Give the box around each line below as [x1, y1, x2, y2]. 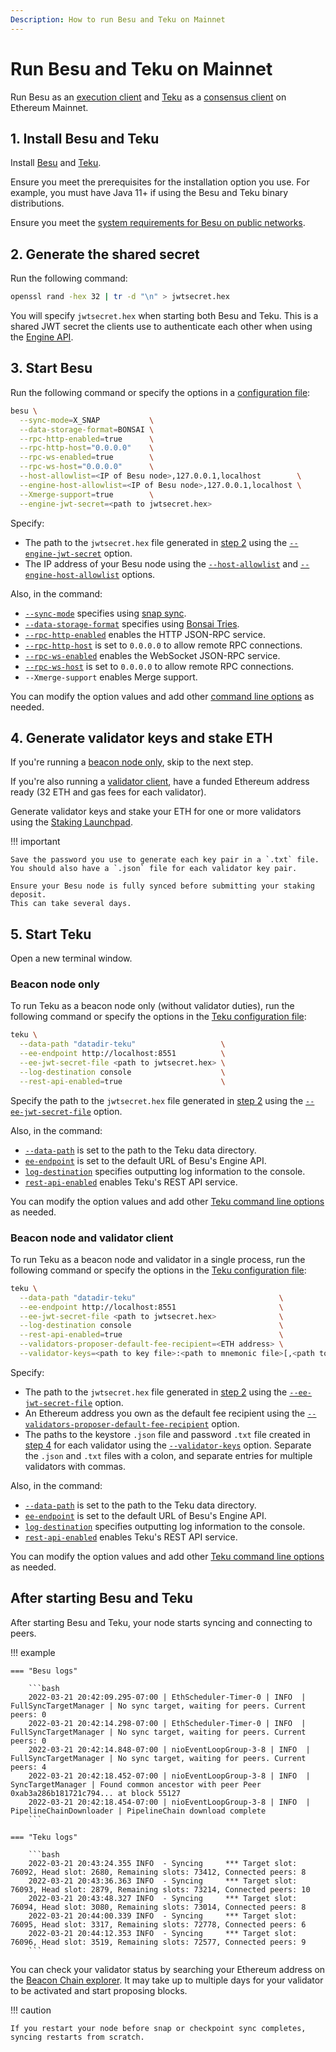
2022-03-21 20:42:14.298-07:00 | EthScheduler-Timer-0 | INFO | [28, 1718, 307, 1728]
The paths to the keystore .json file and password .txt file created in [24, 1428, 311, 1440]
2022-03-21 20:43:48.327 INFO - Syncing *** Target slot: [28, 1893, 298, 1903]
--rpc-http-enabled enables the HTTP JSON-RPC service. [24, 628, 266, 640]
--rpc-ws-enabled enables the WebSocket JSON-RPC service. [24, 649, 281, 661]
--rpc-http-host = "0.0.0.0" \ [19, 443, 155, 453]
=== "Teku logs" [10, 1832, 78, 1842]
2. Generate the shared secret [10, 246, 200, 263]
